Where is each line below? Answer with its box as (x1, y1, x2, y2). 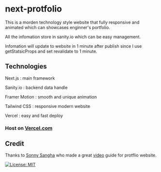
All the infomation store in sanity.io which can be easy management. (5, 34, 141, 40)
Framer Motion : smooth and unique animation (5, 94, 97, 100)
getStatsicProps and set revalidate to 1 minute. (5, 48, 98, 54)
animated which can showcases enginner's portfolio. (5, 24, 110, 30)
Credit (5, 140, 24, 148)
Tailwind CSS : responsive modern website (5, 103, 90, 109)
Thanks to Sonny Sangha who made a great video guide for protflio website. (5, 152, 157, 158)
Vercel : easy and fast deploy (5, 113, 63, 118)
